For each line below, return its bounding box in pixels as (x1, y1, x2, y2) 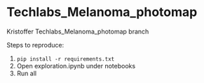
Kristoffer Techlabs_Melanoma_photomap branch (6, 27, 149, 36)
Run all (16, 69, 36, 77)
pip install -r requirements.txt (16, 55, 115, 63)
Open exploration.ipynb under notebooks (16, 61, 136, 70)
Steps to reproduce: (6, 40, 64, 49)
